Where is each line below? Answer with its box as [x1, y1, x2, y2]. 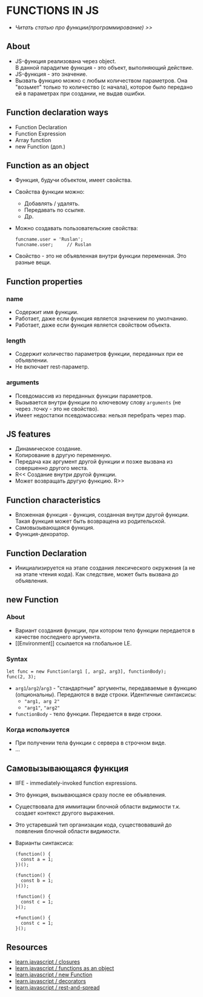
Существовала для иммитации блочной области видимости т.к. [15, 803, 181, 811]
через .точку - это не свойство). [15, 405, 99, 412]
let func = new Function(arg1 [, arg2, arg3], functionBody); [6, 669, 167, 675]
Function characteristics [6, 495, 101, 505]
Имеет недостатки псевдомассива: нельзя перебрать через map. [15, 411, 186, 419]
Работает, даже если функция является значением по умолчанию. [15, 315, 188, 322]
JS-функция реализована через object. [15, 57, 116, 64]
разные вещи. [15, 259, 52, 266]
